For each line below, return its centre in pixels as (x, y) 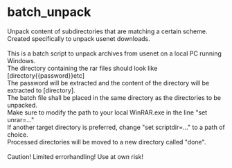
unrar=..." (21, 119)
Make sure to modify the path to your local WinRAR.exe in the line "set (107, 112)
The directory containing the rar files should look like (82, 68)
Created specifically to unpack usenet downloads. (79, 38)
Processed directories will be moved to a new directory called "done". (107, 142)
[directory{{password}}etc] (46, 75)
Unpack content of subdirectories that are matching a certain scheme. (107, 31)
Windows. (21, 60)
